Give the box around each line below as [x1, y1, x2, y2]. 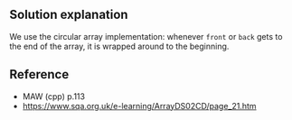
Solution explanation [9, 7, 128, 23]
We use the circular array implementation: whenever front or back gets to [9, 31, 283, 42]
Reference [9, 67, 70, 82]
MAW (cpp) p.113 [22, 90, 86, 102]
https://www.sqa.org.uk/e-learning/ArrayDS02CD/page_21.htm [22, 100, 257, 111]
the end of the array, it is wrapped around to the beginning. [9, 41, 230, 51]
